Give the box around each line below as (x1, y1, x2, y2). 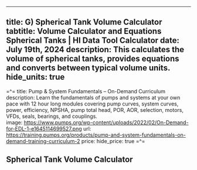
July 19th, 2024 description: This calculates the (6, 45, 185, 55)
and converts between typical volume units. (6, 63, 171, 73)
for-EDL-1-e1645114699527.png (6, 125, 82, 132)
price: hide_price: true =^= (81, 137, 145, 144)
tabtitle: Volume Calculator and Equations (6, 26, 162, 36)
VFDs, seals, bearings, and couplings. (6, 113, 98, 120)
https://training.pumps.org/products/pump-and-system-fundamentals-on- (6, 131, 186, 138)
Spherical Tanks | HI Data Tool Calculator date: (6, 36, 180, 46)
